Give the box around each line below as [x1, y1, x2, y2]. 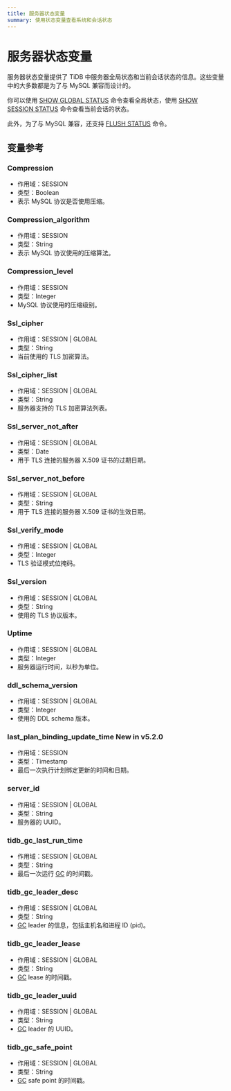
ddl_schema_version [7, 680, 78, 690]
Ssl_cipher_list [7, 370, 57, 379]
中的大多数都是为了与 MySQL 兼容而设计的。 [7, 81, 135, 90]
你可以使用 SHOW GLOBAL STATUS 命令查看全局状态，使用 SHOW [7, 96, 198, 105]
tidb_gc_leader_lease [7, 939, 81, 949]
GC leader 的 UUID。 [17, 1024, 77, 1033]
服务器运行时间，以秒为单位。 [17, 662, 102, 671]
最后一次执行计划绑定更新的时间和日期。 [17, 766, 133, 774]
